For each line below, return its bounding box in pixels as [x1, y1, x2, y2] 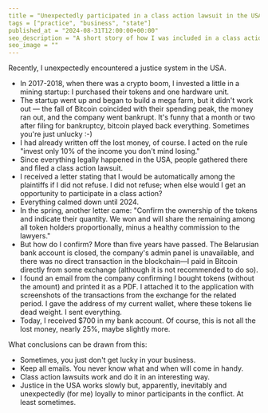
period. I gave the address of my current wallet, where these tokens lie [19, 299, 253, 309]
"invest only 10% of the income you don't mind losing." [19, 147, 200, 156]
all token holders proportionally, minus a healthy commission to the [19, 222, 241, 232]
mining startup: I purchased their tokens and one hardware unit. [19, 87, 230, 96]
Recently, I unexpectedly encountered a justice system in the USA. [8, 63, 227, 73]
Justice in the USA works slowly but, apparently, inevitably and [19, 380, 227, 391]
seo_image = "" [8, 41, 59, 49]
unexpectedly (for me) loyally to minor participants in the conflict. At [19, 389, 244, 399]
